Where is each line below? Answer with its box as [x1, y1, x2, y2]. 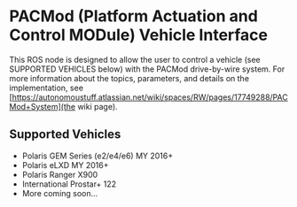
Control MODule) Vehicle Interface [9, 25, 269, 45]
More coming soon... [21, 188, 98, 198]
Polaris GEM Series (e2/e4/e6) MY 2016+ [21, 150, 174, 161]
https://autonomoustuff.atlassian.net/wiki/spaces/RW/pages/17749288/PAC [12, 91, 288, 103]
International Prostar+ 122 [21, 179, 117, 189]
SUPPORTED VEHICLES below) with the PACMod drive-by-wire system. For [9, 64, 285, 74]
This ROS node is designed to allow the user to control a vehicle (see [9, 54, 262, 65]
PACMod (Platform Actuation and [9, 6, 259, 27]
